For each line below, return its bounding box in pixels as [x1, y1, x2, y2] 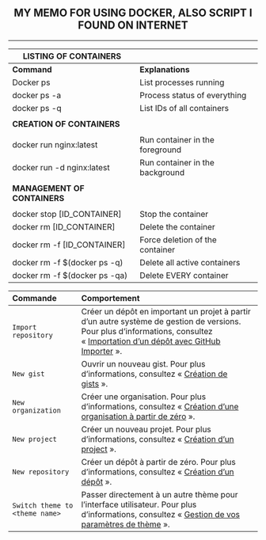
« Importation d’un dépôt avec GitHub [81, 336, 221, 347]
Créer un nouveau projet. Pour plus [81, 424, 211, 435]
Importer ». [81, 345, 123, 356]
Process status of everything [139, 89, 247, 101]
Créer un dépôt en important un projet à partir [81, 306, 251, 317]
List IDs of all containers [139, 102, 230, 113]
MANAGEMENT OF [12, 182, 85, 193]
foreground [139, 144, 182, 155]
